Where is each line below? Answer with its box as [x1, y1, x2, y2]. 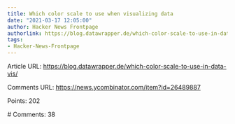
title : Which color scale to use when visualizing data [7, 10, 173, 18]
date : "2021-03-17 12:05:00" [7, 17, 92, 24]
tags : [7, 36, 23, 43]
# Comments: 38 [7, 110, 56, 118]
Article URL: [7, 62, 42, 70]
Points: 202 [7, 97, 41, 105]
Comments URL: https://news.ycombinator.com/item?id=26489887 [7, 83, 201, 91]
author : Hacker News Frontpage [7, 23, 99, 30]
